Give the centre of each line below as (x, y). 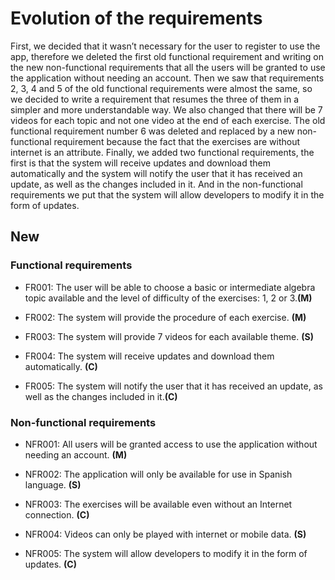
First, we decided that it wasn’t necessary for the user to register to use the (165, 46)
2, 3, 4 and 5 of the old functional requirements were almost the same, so (161, 88)
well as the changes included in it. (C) (101, 396)
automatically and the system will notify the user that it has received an (156, 173)
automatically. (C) (61, 366)
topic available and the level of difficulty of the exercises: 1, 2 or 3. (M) (168, 298)
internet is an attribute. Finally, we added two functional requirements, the (162, 152)
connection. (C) (57, 514)
